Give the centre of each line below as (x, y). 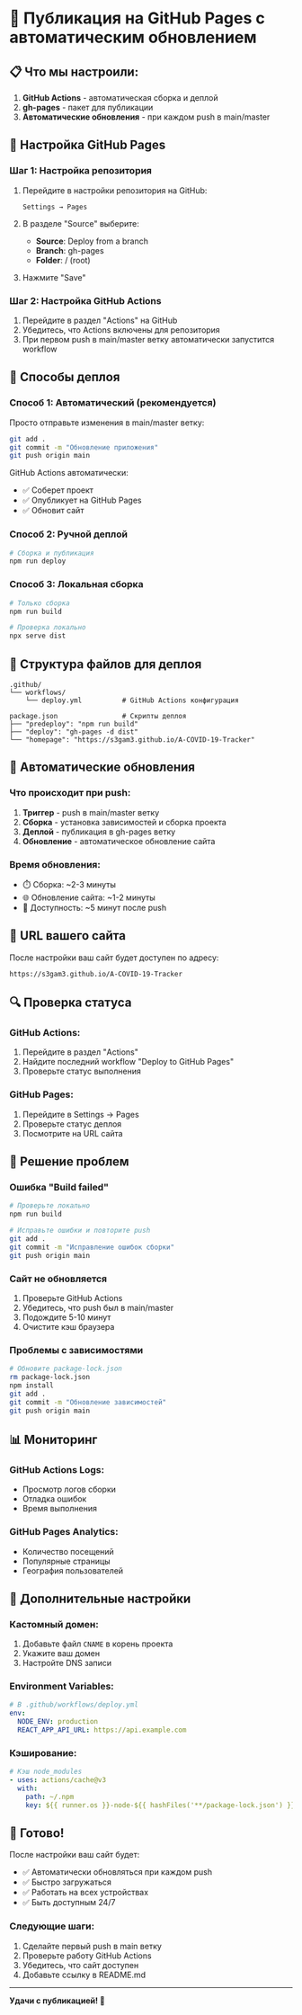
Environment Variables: (62, 1687)
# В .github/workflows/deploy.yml (74, 1705)
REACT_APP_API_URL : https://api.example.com (102, 1730)
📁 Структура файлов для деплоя (106, 664)
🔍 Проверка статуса (71, 1003)
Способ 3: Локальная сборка (76, 584)
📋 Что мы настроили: (74, 71)
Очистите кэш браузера (68, 1326)
